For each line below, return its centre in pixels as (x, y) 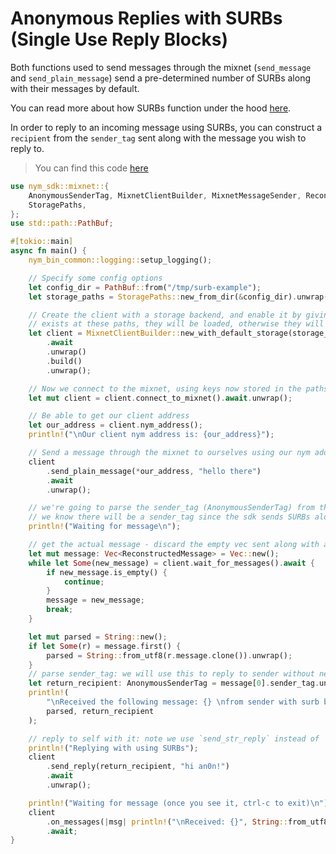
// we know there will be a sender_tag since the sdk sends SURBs (169, 517)
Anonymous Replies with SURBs (146, 18)
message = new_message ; (95, 600)
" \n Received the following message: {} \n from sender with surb (183, 702)
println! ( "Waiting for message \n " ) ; (105, 527)
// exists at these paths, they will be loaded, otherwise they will (176, 324)
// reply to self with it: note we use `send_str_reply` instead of (174, 738)
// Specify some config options (95, 278)
